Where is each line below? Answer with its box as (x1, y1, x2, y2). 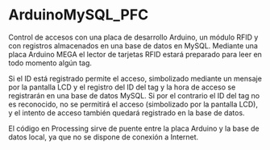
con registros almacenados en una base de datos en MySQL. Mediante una (8, 40, 258, 50)
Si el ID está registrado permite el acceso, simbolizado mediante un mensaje (8, 73, 262, 83)
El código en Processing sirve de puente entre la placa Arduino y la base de (8, 123, 260, 133)
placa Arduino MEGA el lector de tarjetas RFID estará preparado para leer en (8, 49, 262, 59)
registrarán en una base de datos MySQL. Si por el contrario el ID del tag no (8, 90, 260, 100)
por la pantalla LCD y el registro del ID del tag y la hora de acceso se (8, 82, 236, 92)
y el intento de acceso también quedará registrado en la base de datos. (8, 107, 245, 118)
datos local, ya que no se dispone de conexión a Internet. (8, 131, 199, 142)
